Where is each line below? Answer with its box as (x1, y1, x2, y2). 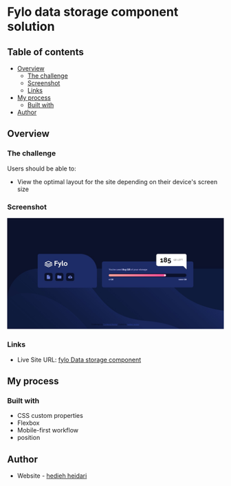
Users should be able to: (7, 164, 77, 173)
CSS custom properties (16, 412, 84, 420)
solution (7, 19, 55, 34)
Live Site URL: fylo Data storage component (16, 355, 142, 364)
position (16, 434, 41, 442)
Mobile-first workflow (16, 426, 79, 434)
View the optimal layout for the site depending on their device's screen (16, 177, 218, 186)
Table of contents (7, 46, 84, 58)
